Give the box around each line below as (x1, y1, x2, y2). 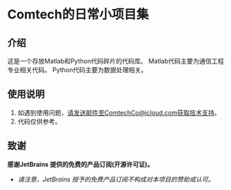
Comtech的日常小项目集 (7, 6, 150, 23)
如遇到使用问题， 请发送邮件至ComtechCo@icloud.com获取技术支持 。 (17, 108, 221, 117)
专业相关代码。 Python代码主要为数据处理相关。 (7, 66, 148, 74)
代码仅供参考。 (17, 117, 61, 126)
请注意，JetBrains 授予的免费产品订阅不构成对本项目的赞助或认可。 (17, 174, 215, 184)
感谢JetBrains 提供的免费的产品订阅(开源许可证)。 (7, 160, 154, 168)
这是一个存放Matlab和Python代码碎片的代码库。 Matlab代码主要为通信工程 (7, 57, 225, 65)
